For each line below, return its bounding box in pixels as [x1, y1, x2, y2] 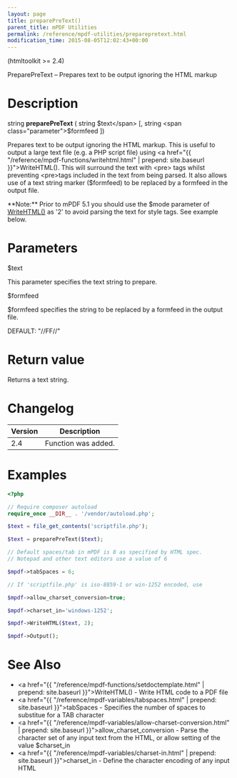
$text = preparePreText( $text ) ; [7, 536, 104, 543]
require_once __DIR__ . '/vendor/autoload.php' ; [7, 510, 155, 517]
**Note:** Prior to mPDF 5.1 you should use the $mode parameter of [7, 200, 210, 209]
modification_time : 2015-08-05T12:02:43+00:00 [7, 37, 148, 44]
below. [7, 215, 27, 224]
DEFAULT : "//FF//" [7, 326, 61, 335]
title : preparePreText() [7, 17, 81, 24]
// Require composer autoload [7, 503, 98, 511]
